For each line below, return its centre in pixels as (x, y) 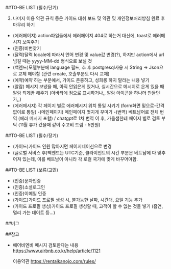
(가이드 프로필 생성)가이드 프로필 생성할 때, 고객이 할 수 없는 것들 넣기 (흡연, (88, 206)
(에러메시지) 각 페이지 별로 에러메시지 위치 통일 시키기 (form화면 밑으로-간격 (89, 105)
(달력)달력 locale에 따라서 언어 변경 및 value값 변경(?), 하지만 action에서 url (88, 55)
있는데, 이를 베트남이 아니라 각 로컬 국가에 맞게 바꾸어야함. (80, 159)
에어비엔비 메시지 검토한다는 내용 (45, 245)
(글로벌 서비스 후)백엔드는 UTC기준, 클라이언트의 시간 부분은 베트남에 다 (84, 153)
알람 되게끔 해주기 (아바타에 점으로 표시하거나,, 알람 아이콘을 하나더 (79, 93)
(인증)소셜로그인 (29, 187)
